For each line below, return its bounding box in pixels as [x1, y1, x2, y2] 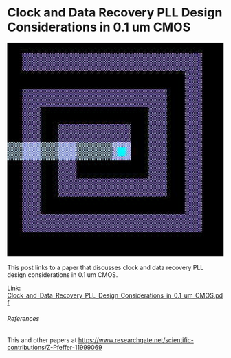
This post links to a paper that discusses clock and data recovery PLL [7, 263, 204, 272]
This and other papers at [7, 335, 77, 344]
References [7, 315, 40, 323]
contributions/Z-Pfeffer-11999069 [7, 343, 102, 351]
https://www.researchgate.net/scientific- [78, 335, 194, 344]
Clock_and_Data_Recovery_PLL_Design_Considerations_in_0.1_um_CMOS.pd [7, 291, 223, 300]
